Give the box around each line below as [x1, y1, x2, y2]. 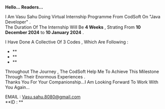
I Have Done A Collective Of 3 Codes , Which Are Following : [5, 39, 129, 45]
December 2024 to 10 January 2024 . [5, 30, 84, 35]
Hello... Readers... [5, 4, 44, 10]
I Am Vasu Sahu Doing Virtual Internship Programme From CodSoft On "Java [5, 14, 161, 19]
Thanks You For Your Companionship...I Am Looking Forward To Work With [5, 79, 159, 85]
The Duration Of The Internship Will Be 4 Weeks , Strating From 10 [5, 24, 141, 30]
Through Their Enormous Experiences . [5, 74, 86, 79]
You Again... [5, 84, 30, 90]
